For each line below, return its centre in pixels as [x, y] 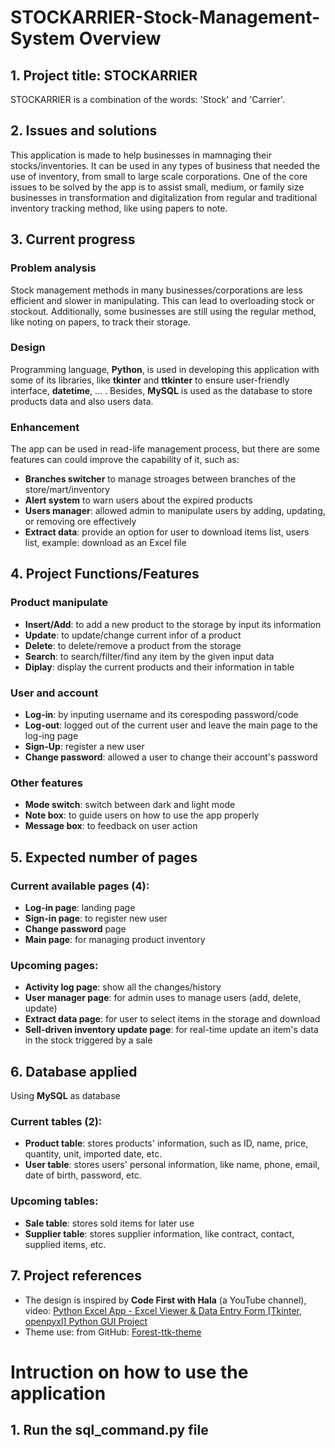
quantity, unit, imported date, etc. [93, 1154]
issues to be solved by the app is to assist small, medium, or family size [157, 187]
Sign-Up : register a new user [84, 747]
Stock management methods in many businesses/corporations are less [156, 290]
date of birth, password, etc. [83, 1175]
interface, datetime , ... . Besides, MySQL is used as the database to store [161, 390]
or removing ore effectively [80, 522]
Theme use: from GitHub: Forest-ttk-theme [113, 1332]
